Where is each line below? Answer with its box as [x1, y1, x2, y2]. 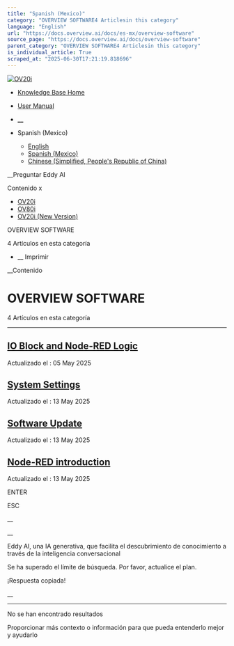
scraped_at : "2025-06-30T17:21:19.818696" [7, 56, 132, 63]
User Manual [17, 102, 54, 110]
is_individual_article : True [7, 49, 92, 56]
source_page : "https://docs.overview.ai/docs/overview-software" [7, 36, 201, 43]
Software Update [7, 417, 82, 429]
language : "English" [7, 23, 68, 30]
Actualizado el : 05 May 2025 [7, 359, 92, 367]
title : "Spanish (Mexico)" [7, 10, 86, 17]
